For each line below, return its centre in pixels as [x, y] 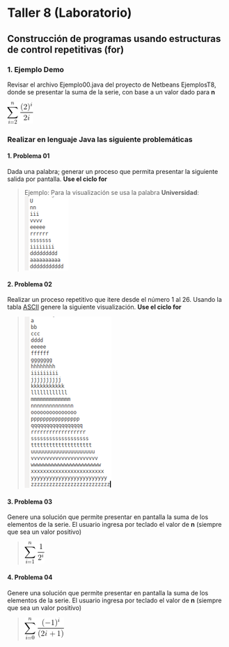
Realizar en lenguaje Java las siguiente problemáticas [100, 139]
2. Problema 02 [30, 284]
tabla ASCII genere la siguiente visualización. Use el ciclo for [95, 307]
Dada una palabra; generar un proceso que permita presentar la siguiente [113, 172]
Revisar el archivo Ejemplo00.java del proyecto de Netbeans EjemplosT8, [112, 85]
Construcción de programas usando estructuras [114, 39]
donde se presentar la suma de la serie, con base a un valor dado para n [111, 92]
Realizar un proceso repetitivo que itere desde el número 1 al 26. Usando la [115, 300]
